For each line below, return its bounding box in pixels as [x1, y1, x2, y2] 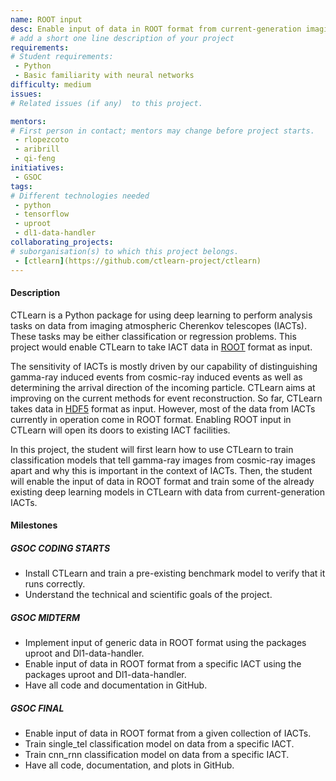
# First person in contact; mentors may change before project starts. [10, 126, 315, 136]
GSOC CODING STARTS [10, 542, 111, 554]
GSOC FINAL [10, 702, 65, 714]
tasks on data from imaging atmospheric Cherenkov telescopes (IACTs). [10, 319, 307, 331]
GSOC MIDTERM [10, 611, 80, 623]
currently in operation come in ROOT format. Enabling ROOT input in [10, 413, 292, 425]
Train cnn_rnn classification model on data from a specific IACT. [24, 749, 290, 761]
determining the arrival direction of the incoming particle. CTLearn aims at [10, 381, 316, 393]
